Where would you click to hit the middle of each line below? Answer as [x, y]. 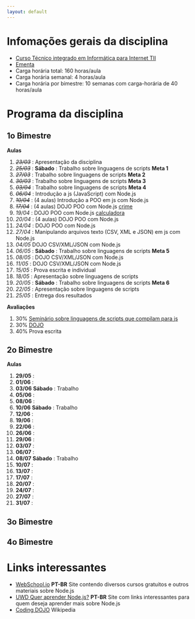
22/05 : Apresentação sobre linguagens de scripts [77, 289]
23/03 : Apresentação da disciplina [59, 161]
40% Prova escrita [38, 331]
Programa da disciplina [65, 114]
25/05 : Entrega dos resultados [54, 295]
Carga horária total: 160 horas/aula [58, 71]
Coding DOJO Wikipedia [45, 610]
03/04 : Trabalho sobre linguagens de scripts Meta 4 [81, 187]
